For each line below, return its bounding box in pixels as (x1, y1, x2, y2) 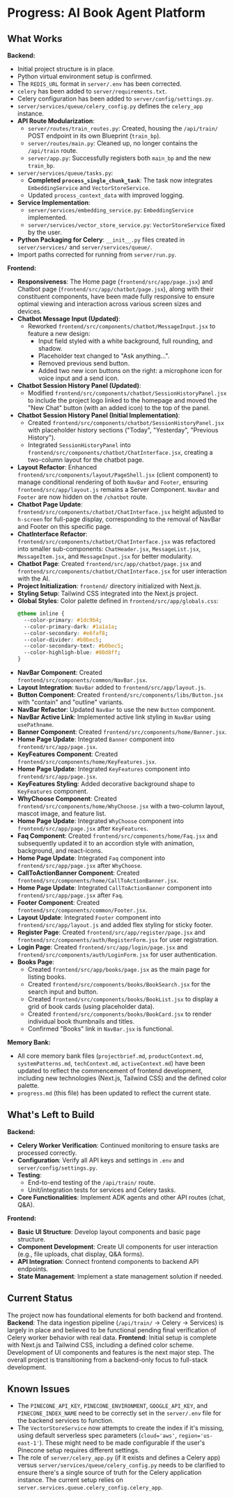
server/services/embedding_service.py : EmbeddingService (27, 206, 194, 214)
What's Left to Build (7, 1109, 95, 1121)
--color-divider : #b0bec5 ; (24, 636, 102, 643)
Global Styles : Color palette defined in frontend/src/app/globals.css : (17, 597, 219, 605)
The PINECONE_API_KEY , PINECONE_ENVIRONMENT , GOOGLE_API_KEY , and (17, 1402, 208, 1410)
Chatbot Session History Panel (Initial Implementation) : (17, 411, 180, 419)
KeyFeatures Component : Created (17, 750, 118, 758)
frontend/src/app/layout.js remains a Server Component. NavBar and (17, 486, 219, 493)
